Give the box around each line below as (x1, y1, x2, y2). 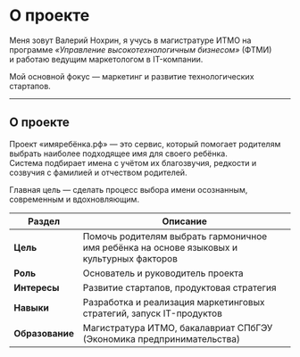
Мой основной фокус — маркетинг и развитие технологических (9, 71, 254, 81)
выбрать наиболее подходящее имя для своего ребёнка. (9, 148, 228, 159)
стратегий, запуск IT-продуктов (82, 307, 223, 320)
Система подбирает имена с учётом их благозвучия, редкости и (9, 157, 257, 168)
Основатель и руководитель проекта (82, 267, 244, 279)
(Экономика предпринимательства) (82, 332, 241, 345)
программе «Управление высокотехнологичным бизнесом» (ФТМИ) (9, 44, 272, 54)
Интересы (13, 281, 60, 294)
